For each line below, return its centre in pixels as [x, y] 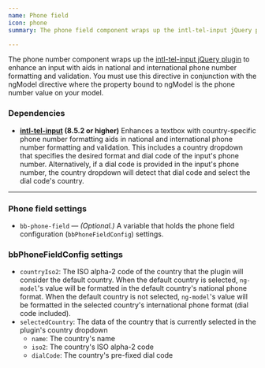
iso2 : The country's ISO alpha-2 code [92, 347]
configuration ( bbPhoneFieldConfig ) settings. [91, 234]
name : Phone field [38, 15]
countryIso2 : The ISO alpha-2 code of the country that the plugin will [131, 272]
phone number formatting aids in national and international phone [126, 139]
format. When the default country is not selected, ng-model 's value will [134, 297]
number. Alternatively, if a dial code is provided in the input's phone [129, 164]
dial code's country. [52, 180]
